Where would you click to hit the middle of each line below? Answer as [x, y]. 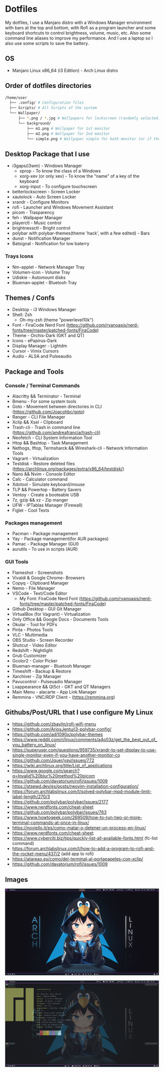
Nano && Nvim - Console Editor [44, 474]
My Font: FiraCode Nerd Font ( [50, 598]
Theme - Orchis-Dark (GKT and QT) [48, 336]
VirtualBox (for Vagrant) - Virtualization [51, 614]
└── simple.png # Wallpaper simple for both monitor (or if [89, 139]
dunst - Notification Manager [41, 238]
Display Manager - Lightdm [40, 346]
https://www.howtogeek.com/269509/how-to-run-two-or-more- [77, 818]
